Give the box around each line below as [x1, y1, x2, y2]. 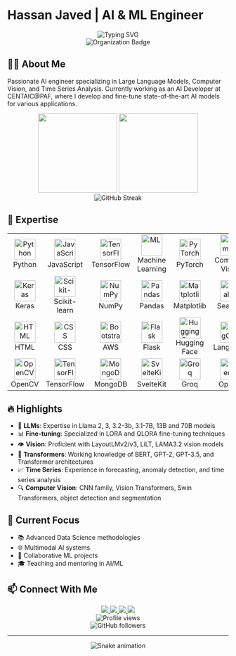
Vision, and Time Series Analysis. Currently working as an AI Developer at [7, 84, 221, 93]
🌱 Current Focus [7, 514, 80, 526]
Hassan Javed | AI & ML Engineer [7, 7, 204, 23]
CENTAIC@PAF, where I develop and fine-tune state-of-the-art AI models [7, 92, 220, 100]
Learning [136, 264, 166, 274]
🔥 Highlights [7, 403, 63, 415]
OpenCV [11, 379, 39, 389]
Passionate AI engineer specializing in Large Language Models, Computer [7, 77, 221, 85]
